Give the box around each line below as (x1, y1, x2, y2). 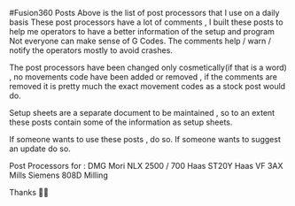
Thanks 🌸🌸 (9, 187, 49, 197)
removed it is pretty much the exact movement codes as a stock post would (9, 81, 286, 91)
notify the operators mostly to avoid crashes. (9, 45, 173, 56)
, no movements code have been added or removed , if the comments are (9, 72, 277, 82)
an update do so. (9, 143, 71, 154)
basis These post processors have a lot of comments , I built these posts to (9, 17, 283, 27)
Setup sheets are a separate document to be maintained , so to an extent (9, 108, 276, 118)
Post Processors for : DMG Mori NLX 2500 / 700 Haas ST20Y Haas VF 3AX (9, 161, 283, 171)
